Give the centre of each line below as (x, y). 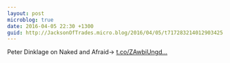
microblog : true (30, 20)
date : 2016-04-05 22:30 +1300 (51, 26)
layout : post (26, 13)
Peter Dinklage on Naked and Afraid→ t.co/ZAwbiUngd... (87, 52)
